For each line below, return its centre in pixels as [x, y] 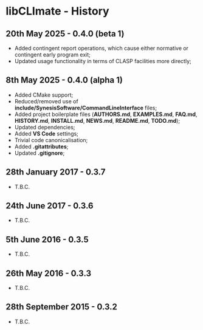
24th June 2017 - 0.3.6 [50, 206]
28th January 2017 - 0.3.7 [56, 172]
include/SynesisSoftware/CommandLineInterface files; [86, 108]
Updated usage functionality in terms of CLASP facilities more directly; [103, 61]
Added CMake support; [44, 95]
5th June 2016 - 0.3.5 [47, 239]
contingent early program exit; [52, 55]
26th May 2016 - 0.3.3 [49, 273]
